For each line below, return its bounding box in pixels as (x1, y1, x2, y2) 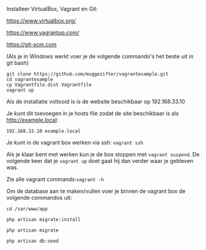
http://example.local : (6, 116, 59, 123)
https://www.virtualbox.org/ (6, 17, 77, 24)
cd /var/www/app (6, 206, 48, 212)
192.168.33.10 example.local (6, 128, 81, 134)
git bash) (6, 59, 29, 66)
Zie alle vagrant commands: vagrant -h (6, 176, 104, 183)
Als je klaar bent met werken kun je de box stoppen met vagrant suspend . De (6, 151, 200, 158)
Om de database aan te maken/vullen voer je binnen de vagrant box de (6, 187, 186, 195)
